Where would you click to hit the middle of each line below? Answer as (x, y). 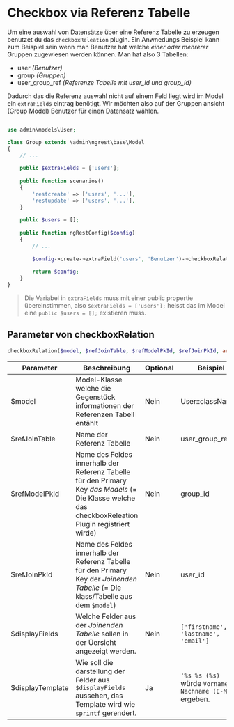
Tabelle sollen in (102, 634)
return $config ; (56, 272)
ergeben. (195, 699)
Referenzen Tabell (105, 414)
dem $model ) (96, 605)
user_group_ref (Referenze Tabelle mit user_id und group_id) (104, 82)
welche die (93, 388)
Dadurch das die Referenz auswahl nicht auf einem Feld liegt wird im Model (116, 96)
